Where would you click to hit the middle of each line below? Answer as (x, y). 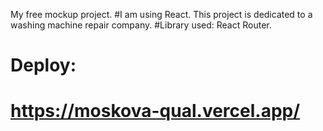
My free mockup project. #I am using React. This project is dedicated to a (161, 14)
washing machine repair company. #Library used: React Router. (141, 25)
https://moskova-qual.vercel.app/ (155, 111)
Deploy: (43, 65)
